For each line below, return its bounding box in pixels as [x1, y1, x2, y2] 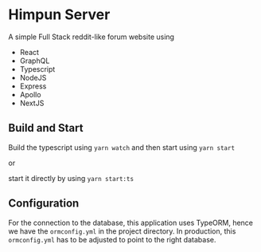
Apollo [19, 89, 41, 99]
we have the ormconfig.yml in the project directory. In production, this [8, 226, 236, 236]
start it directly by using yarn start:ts [8, 173, 134, 183]
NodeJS [19, 73, 47, 82]
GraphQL [19, 56, 50, 65]
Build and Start [8, 121, 84, 135]
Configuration [8, 197, 80, 211]
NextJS [19, 98, 45, 108]
